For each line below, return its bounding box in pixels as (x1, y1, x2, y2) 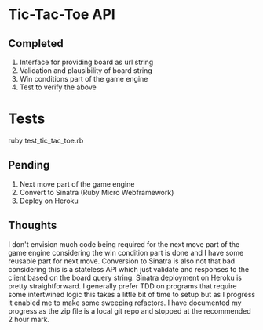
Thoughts (8, 219, 57, 232)
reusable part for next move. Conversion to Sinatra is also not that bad (8, 256, 236, 266)
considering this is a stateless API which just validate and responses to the (8, 264, 250, 274)
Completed (8, 37, 64, 50)
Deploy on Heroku (19, 196, 79, 205)
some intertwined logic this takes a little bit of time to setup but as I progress (8, 289, 256, 299)
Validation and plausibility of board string (19, 66, 152, 75)
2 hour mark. (8, 314, 49, 324)
